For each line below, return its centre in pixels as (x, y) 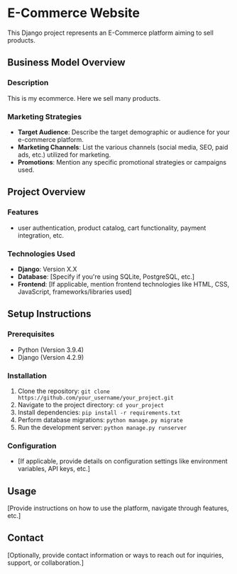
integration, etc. (41, 235)
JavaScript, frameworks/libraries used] (75, 292)
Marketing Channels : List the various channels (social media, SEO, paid (123, 147)
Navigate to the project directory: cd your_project (91, 404)
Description (28, 83)
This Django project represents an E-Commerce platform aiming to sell (111, 33)
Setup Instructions (49, 314)
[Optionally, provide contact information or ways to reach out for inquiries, (116, 555)
